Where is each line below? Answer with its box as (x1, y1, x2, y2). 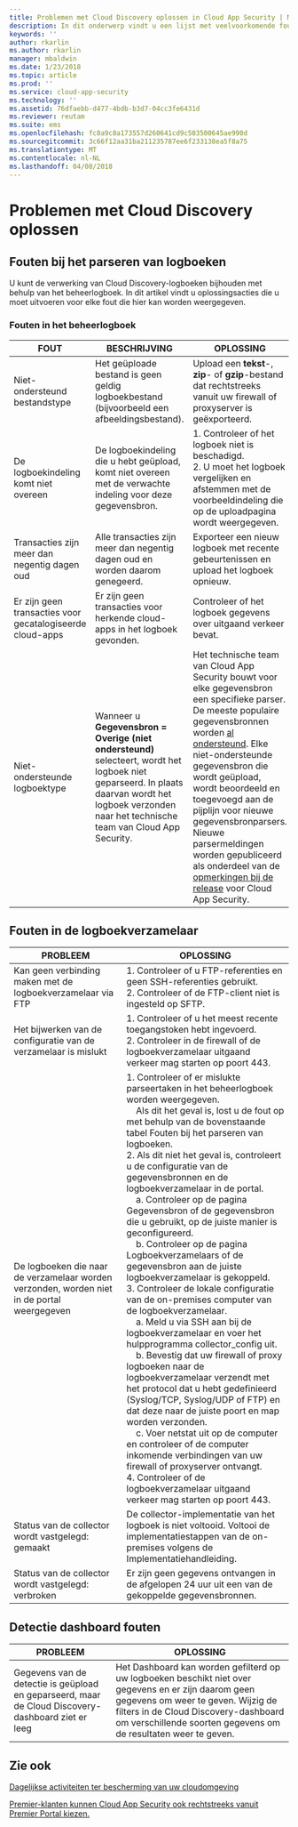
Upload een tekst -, (192, 357, 273, 369)
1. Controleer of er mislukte (126, 1071, 241, 1083)
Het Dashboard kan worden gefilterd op (114, 1661, 281, 1673)
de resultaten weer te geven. (114, 1727, 235, 1740)
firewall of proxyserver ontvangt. (126, 1461, 263, 1473)
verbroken (13, 1590, 57, 1602)
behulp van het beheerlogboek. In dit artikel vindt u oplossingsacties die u (9, 287, 279, 298)
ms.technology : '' (9, 95, 77, 105)
